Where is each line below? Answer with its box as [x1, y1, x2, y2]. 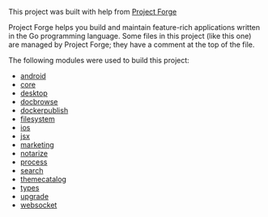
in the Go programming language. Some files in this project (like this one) [8, 32, 252, 40]
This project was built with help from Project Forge [8, 7, 177, 16]
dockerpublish [19, 105, 69, 115]
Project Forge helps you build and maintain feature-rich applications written [8, 23, 261, 32]
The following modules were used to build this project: [8, 56, 190, 65]
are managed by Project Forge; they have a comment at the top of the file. [8, 40, 255, 49]
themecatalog [19, 174, 67, 184]
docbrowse [19, 97, 58, 106]
